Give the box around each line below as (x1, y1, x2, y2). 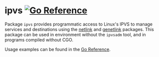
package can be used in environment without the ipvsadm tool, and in (4, 31, 146, 37)
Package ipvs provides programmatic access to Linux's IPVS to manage (4, 21, 153, 27)
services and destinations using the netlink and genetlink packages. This (4, 26, 154, 32)
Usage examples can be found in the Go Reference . (4, 46, 111, 52)
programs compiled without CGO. (4, 37, 73, 43)
